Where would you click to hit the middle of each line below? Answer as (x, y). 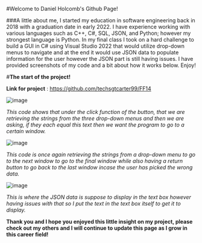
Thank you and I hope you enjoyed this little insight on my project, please (99, 222)
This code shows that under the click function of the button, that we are (96, 112)
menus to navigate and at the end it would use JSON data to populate (93, 52)
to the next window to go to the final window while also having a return (95, 161)
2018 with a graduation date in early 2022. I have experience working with (98, 27)
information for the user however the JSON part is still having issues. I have (100, 59)
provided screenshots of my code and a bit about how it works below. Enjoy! (101, 65)
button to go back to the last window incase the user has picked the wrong (99, 167)
